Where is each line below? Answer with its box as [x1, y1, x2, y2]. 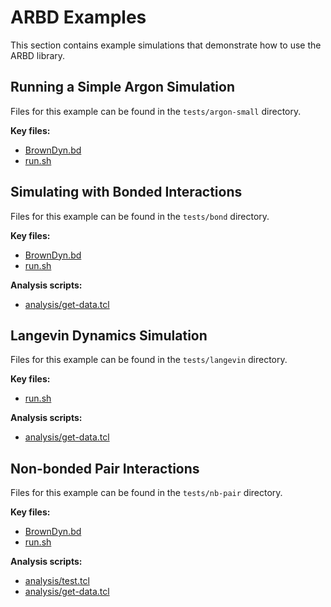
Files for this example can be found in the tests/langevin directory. [10, 354, 288, 366]
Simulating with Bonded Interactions [10, 184, 243, 201]
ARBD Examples [10, 6, 147, 29]
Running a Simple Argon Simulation [10, 79, 236, 96]
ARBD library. [10, 49, 66, 61]
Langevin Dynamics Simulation [10, 327, 208, 344]
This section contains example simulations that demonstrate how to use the [10, 39, 322, 51]
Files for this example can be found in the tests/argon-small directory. [10, 105, 302, 117]
